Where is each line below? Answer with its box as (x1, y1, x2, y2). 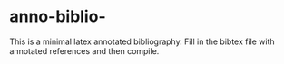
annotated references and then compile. (9, 45, 160, 56)
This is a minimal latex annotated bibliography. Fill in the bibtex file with (9, 36, 275, 47)
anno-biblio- (9, 6, 106, 27)
